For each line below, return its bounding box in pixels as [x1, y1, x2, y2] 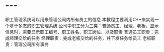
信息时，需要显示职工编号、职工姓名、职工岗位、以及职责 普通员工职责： [5, 29, 155, 35]
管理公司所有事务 [13, 41, 49, 47]
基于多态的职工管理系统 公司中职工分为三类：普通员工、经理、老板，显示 [9, 22, 159, 29]
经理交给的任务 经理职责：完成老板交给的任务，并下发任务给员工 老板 [9, 35, 152, 41]
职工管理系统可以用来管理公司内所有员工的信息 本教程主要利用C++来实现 [5, 16, 155, 22]
